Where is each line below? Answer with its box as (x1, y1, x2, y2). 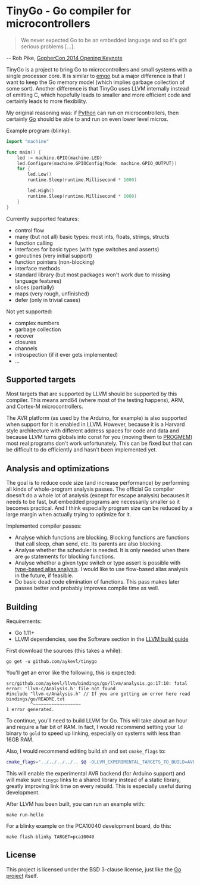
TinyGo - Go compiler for (6, 4, 132, 18)
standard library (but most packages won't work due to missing (14, 271, 171, 278)
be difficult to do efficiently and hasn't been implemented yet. (6, 446, 158, 453)
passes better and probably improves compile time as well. (14, 585, 160, 592)
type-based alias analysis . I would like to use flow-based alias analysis (14, 566, 189, 573)
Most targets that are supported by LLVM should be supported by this (6, 390, 177, 397)
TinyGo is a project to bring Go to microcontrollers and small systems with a (6, 66, 192, 73)
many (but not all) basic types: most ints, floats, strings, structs (14, 233, 170, 240)
